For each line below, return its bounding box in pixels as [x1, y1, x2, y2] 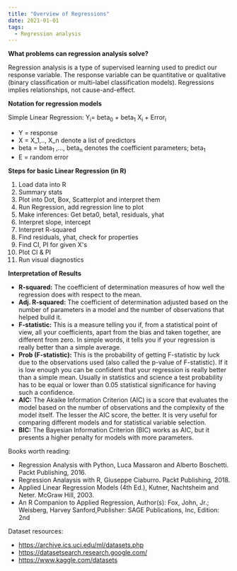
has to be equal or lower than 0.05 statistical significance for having [18, 380, 216, 389]
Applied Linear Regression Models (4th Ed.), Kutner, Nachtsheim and [18, 483, 219, 492]
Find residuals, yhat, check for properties [18, 233, 139, 241]
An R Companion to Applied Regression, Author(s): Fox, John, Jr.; [18, 498, 209, 507]
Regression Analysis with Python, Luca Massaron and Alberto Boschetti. [18, 461, 229, 469]
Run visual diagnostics [18, 255, 84, 264]
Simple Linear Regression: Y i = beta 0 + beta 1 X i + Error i [8, 113, 167, 124]
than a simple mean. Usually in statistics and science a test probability [18, 373, 224, 381]
